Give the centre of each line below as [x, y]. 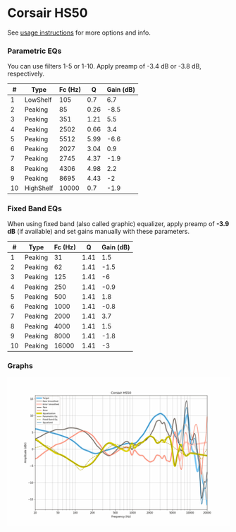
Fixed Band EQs [35, 208]
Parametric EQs [35, 51]
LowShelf [38, 100]
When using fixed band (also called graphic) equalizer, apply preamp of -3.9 [118, 224]
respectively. [26, 74]
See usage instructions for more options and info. [79, 32]
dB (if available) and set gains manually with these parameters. [99, 232]
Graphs [20, 366]
